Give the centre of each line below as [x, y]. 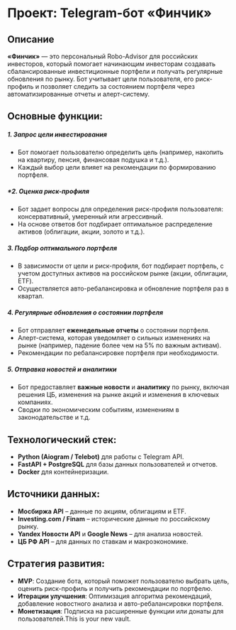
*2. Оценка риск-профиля [49, 191]
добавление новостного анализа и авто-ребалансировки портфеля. [120, 603]
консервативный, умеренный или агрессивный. [90, 217]
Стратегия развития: [56, 564]
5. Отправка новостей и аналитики [62, 369]
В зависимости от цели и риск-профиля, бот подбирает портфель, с [121, 266]
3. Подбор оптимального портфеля [62, 248]
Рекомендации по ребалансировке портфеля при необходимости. [118, 353]
